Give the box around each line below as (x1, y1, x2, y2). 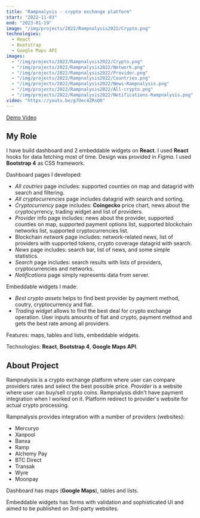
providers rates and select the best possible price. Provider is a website (6, 383, 183, 390)
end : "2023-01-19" (6, 20, 52, 26)
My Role (6, 131, 38, 141)
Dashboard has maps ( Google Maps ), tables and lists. (6, 487, 139, 494)
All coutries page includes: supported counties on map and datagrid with (14, 183, 194, 190)
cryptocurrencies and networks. (14, 265, 94, 272)
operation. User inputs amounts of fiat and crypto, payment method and (14, 314, 192, 321)
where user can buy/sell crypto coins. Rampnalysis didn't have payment (6, 389, 183, 396)
